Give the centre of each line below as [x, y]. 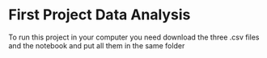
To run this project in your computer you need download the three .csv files [134, 37]
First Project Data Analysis [100, 15]
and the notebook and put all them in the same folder [97, 45]
